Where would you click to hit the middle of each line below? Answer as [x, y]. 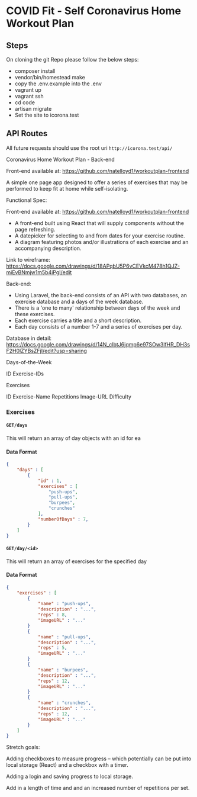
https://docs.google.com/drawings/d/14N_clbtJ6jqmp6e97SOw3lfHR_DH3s [98, 344]
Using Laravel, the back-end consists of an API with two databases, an [101, 295]
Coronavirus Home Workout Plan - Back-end [61, 159]
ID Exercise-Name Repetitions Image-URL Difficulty [69, 396]
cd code [25, 102]
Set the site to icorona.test [47, 115]
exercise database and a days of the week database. [79, 301]
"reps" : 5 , [52, 648]
